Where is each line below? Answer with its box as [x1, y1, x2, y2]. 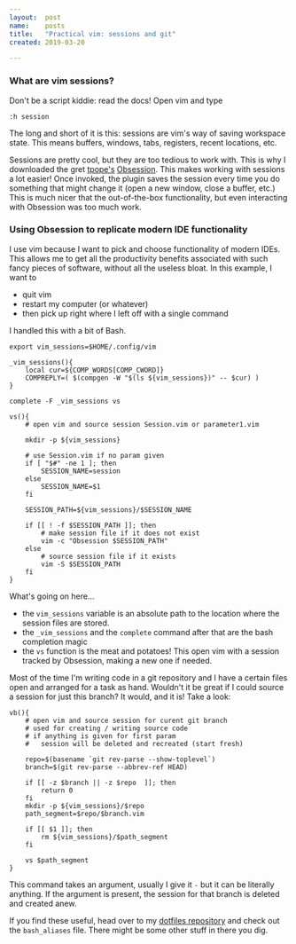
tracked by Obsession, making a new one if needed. [21, 655, 213, 665]
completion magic [21, 636, 89, 647]
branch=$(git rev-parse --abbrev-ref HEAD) [25, 762, 189, 772]
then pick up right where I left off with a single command [21, 308, 229, 319]
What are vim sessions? [9, 75, 115, 87]
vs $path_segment [25, 855, 90, 865]
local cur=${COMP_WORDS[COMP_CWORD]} [25, 366, 165, 374]
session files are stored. [21, 618, 110, 628]
